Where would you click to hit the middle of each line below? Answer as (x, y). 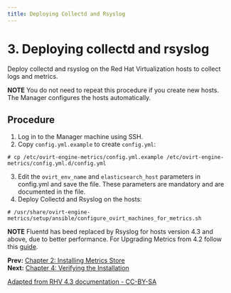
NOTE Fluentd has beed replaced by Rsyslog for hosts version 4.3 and (110, 232)
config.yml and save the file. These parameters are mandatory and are (121, 184)
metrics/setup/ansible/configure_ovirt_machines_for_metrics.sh (104, 219)
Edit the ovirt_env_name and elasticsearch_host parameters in (109, 177)
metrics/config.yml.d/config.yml (57, 164)
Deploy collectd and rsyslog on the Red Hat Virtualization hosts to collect (114, 69)
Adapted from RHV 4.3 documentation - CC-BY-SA (82, 282)
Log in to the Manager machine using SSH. (80, 137)
